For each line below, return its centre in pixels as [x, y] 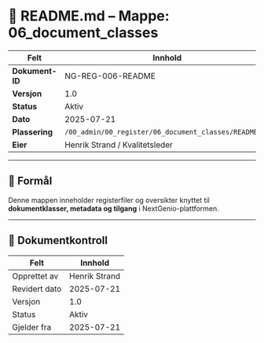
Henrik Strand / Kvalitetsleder [118, 145]
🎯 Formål [30, 181]
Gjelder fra [32, 327]
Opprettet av [35, 276]
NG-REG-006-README [110, 76]
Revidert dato [37, 289]
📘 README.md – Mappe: [89, 16]
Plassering [33, 131]
